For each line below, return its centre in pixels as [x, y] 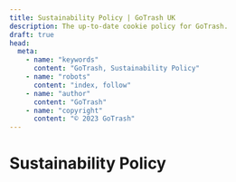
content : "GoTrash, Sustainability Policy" [117, 69]
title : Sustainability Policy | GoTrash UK [93, 18]
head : [19, 43]
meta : [28, 52]
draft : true [32, 34]
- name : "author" [58, 93]
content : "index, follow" [82, 85]
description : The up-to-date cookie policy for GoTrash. [119, 26]
